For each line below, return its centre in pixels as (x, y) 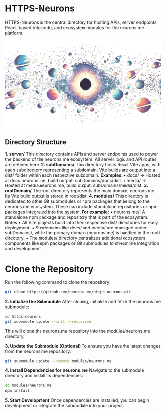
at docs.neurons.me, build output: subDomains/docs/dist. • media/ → (76, 181)
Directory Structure (36, 142)
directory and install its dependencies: (44, 375)
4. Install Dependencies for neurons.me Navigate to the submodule (75, 370)
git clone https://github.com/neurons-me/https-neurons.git (68, 292)
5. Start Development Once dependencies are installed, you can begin (77, 400)
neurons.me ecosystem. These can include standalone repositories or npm (81, 207)
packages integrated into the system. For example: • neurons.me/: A (75, 212)
